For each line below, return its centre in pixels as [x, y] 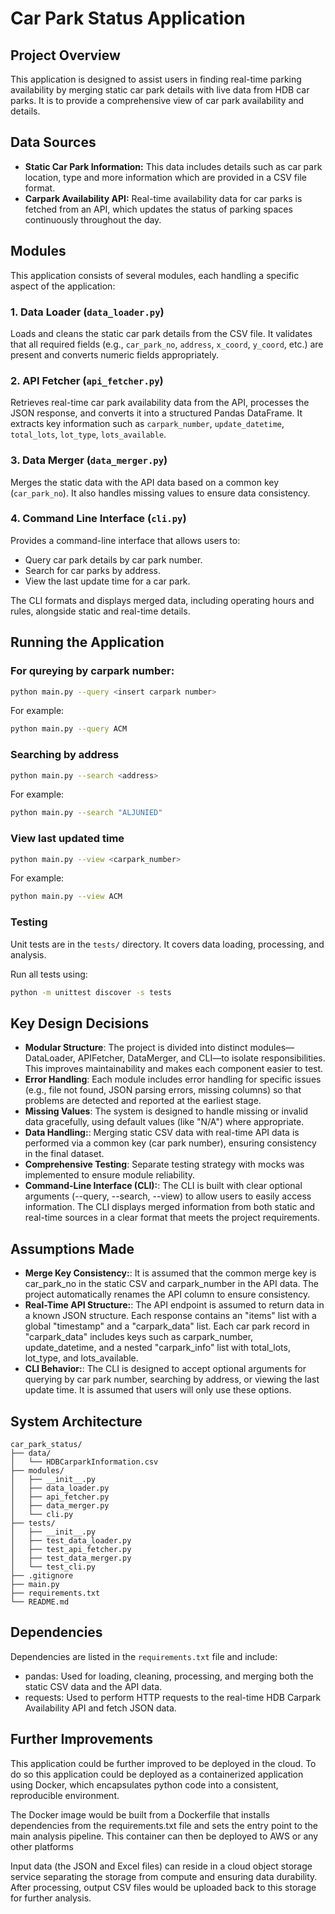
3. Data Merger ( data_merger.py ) [89, 460]
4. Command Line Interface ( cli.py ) [98, 519]
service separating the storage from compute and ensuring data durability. [164, 1876]
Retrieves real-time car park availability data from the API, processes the [160, 403]
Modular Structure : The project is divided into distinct [136, 1048]
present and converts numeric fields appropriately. [114, 354]
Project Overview [65, 55]
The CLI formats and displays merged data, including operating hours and [162, 600]
